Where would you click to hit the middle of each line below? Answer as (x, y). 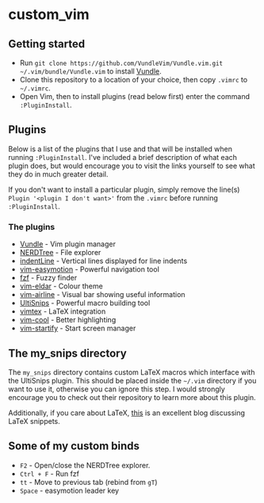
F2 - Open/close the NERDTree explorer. (85, 465)
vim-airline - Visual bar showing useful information (102, 295)
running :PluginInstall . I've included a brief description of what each (123, 157)
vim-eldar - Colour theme (61, 286)
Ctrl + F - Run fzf (49, 474)
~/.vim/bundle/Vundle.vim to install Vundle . (90, 71)
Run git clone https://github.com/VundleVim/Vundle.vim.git (121, 63)
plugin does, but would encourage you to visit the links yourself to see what (132, 166)
